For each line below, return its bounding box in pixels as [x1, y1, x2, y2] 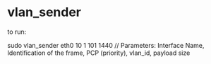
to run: [7, 27, 27, 36]
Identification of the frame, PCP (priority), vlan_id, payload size [7, 49, 191, 57]
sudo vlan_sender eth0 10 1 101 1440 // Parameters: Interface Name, [7, 41, 205, 49]
